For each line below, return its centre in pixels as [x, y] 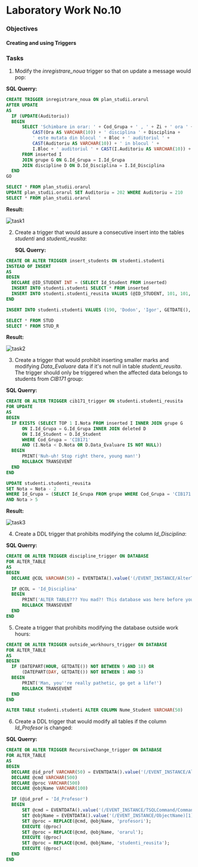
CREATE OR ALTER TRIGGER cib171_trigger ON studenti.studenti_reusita [95, 401]
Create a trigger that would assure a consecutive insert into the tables [99, 232]
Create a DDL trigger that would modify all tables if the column [90, 722]
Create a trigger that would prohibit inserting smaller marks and [92, 360]
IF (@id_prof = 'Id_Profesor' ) [50, 799]
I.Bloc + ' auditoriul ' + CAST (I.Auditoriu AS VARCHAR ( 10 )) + [112, 149]
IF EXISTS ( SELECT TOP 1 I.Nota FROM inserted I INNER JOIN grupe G [97, 423]
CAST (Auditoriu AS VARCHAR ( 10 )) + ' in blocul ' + [96, 144]
